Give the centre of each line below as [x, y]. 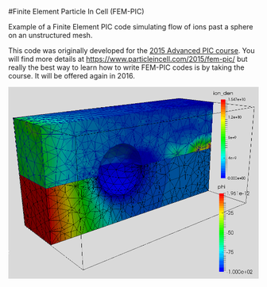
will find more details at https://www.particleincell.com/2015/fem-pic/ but [128, 59]
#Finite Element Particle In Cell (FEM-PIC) [76, 11]
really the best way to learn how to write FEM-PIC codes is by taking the [126, 67]
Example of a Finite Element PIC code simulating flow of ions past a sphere [131, 27]
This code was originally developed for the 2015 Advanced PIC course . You [132, 50]
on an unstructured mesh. [50, 35]
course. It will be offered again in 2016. [72, 76]
